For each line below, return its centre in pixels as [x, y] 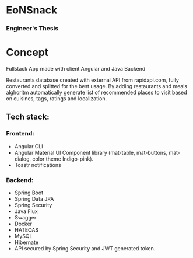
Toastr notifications [38, 165]
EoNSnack [32, 10]
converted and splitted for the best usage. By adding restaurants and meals [97, 86]
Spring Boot [29, 193]
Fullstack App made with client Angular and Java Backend [76, 69]
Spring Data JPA [34, 199]
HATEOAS [27, 230]
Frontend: [20, 134]
